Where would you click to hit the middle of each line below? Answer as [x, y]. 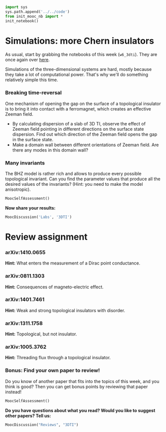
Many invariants [25, 162]
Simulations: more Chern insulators [80, 41]
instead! [13, 392]
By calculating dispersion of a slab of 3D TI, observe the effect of [79, 123]
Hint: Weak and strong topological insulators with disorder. [65, 310]
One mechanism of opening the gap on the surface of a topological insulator [83, 104]
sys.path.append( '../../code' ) [37, 12]
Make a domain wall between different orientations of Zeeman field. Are [85, 145]
